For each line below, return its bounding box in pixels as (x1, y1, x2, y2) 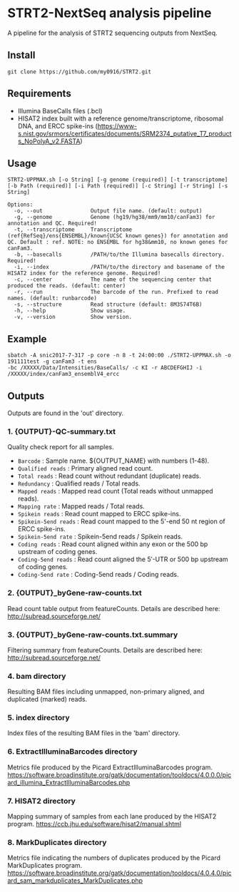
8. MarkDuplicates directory (7, 838, 107, 847)
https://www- (97, 121, 138, 130)
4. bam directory (7, 671, 66, 681)
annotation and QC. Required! (7, 220, 98, 227)
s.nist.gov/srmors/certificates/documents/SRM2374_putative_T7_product (17, 129, 232, 138)
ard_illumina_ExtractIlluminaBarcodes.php (7, 778, 131, 786)
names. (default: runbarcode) (7, 294, 98, 302)
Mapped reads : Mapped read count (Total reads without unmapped (17, 487, 213, 496)
